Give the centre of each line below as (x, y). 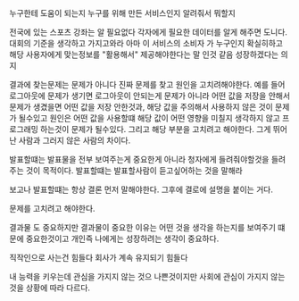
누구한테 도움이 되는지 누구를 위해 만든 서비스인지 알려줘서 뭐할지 (123, 13)
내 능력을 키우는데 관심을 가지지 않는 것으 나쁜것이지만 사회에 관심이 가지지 (139, 276)
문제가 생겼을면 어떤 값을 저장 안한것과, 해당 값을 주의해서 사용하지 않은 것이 (141, 107)
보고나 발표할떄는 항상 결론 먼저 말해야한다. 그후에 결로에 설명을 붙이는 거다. (141, 189)
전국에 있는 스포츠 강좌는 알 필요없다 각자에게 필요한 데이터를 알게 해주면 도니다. (149, 32)
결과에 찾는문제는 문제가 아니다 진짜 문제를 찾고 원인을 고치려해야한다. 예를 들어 (147, 84)
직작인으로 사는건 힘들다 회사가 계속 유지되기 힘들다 (99, 258)
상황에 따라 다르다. (58, 288)
